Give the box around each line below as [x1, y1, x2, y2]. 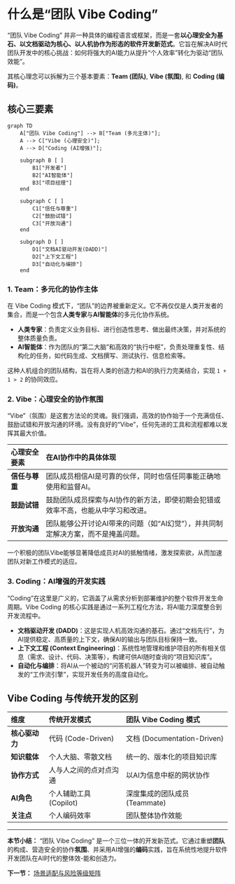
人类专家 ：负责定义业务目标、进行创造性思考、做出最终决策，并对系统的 [17, 325, 226, 333]
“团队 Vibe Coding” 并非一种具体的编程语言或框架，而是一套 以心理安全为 [7, 31, 218, 39]
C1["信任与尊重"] [32, 205, 78, 212]
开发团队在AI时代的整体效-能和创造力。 [7, 854, 120, 862]
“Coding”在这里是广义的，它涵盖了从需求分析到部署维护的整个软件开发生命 [7, 593, 224, 602]
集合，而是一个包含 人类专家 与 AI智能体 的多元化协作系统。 [7, 310, 173, 319]
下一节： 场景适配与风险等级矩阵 [7, 869, 101, 878]
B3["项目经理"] [32, 179, 72, 186]
